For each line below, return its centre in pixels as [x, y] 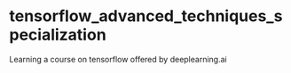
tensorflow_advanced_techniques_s [146, 16]
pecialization [58, 35]
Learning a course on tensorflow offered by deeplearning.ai [118, 59]
